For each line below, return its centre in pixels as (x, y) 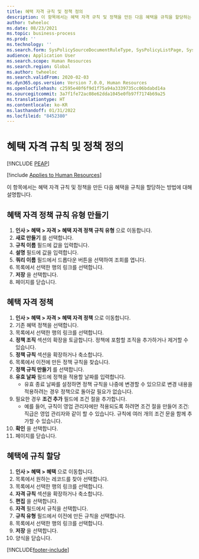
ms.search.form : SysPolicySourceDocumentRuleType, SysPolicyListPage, (95, 50)
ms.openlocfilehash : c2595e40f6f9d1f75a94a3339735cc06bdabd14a (86, 89)
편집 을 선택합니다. (37, 501)
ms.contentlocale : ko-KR (37, 105)
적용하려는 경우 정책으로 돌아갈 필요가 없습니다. (79, 391)
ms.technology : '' (29, 45)
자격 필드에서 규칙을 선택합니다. (51, 508)
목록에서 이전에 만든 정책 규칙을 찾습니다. (63, 362)
